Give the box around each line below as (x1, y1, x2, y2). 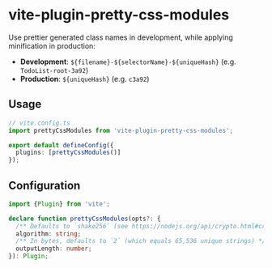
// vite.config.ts (8, 119, 70, 127)
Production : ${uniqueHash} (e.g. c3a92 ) (19, 74, 150, 83)
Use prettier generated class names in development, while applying (8, 32, 233, 42)
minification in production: (8, 40, 96, 50)
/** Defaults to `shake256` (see (15, 222, 129, 230)
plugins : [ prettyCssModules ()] (15, 148, 121, 157)
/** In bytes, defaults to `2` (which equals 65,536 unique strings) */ (15, 237, 266, 245)
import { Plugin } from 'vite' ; (8, 200, 111, 208)
